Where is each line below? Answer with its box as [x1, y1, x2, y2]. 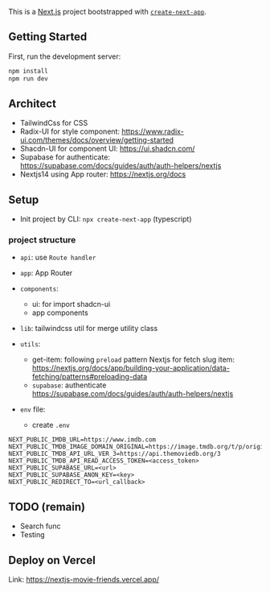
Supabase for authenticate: [19, 152, 111, 162]
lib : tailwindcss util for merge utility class [19, 324, 158, 333]
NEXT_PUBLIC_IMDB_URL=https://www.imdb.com [8, 436, 157, 444]
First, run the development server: [8, 52, 121, 61]
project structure [8, 234, 76, 246]
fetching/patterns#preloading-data [31, 372, 148, 382]
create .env [31, 420, 70, 430]
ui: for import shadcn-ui [31, 300, 111, 309]
